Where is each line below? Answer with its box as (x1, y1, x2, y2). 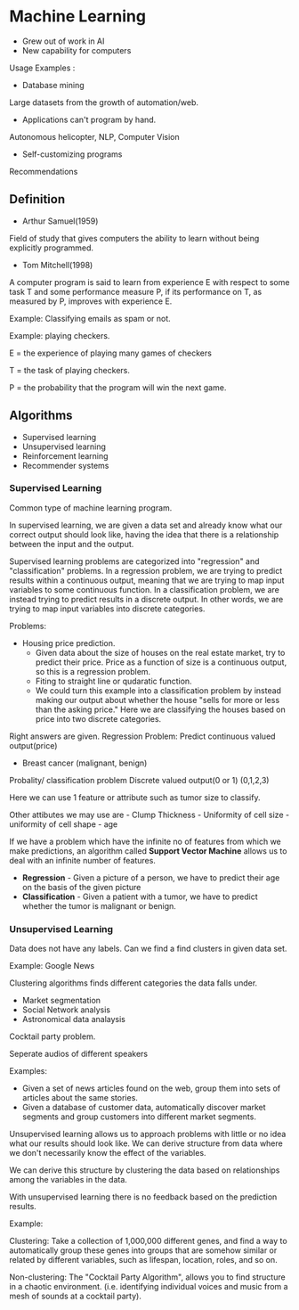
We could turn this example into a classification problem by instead (35, 684, 282, 696)
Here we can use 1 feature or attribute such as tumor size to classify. (9, 791, 261, 803)
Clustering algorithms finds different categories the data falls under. (9, 978, 258, 988)
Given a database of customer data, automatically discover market (21, 1102, 266, 1113)
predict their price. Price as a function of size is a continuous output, (35, 657, 287, 667)
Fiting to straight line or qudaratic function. (35, 675, 193, 686)
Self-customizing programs (21, 149, 123, 160)
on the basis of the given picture (21, 881, 141, 892)
